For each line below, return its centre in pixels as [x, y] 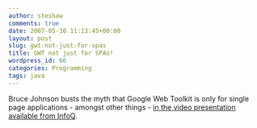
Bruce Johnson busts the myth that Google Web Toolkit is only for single [128, 98]
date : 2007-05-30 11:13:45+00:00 [65, 31]
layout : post [30, 38]
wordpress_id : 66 [38, 61]
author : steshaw [36, 16]
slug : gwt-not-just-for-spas [57, 46]
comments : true [34, 23]
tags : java [27, 76]
